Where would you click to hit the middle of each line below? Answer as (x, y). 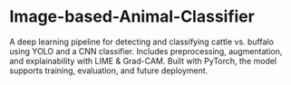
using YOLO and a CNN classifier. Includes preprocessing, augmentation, (146, 51)
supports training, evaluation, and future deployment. (109, 71)
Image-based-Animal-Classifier (132, 17)
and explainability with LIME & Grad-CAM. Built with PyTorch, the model (143, 61)
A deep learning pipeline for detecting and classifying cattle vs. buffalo (142, 42)
